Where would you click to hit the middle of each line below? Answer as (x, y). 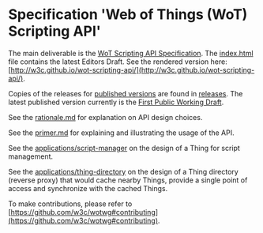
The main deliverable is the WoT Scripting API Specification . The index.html (131, 53)
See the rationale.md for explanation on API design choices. (105, 117)
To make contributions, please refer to (70, 204)
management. (31, 156)
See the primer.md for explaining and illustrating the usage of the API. (121, 133)
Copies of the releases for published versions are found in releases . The (126, 93)
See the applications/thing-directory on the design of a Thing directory (123, 171)
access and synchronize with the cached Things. (88, 188)
